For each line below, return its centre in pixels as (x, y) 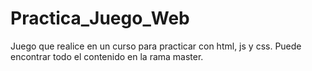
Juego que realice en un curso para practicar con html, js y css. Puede (156, 46)
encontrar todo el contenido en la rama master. (107, 56)
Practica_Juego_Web (100, 18)
